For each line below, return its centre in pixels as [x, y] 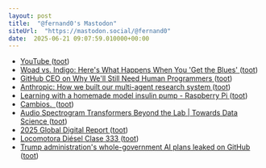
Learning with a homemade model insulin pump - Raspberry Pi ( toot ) [134, 96]
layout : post [30, 16]
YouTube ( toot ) [45, 61]
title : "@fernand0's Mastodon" [62, 23]
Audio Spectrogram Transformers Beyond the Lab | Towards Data [129, 113]
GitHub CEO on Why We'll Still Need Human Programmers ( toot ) [126, 78]
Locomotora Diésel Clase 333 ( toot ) [79, 139]
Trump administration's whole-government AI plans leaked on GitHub [135, 147]
